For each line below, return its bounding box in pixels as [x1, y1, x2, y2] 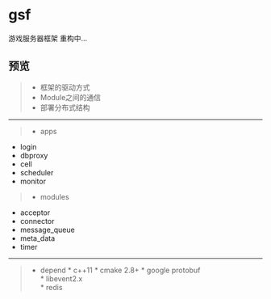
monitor [19, 176, 47, 186]
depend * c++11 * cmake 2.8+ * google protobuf [40, 265, 201, 275]
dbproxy [19, 150, 48, 160]
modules [40, 192, 70, 201]
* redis [40, 282, 63, 292]
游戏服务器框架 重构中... [8, 33, 88, 43]
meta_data [19, 233, 56, 243]
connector [19, 216, 55, 225]
